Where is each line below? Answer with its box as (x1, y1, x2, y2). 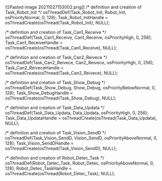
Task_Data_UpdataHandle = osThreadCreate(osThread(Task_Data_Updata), (5, 115, 157, 121)
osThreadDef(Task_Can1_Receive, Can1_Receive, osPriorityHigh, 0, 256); (5, 34, 152, 40)
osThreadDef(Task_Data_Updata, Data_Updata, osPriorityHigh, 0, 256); (5, 110, 149, 116)
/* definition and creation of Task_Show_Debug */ (5, 79, 106, 85)
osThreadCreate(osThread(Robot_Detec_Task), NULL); (5, 171, 115, 176)
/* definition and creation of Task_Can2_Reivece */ (5, 54, 108, 60)
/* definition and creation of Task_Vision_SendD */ (5, 130, 107, 135)
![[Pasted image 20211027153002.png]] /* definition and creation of (5, 4, 142, 10)
